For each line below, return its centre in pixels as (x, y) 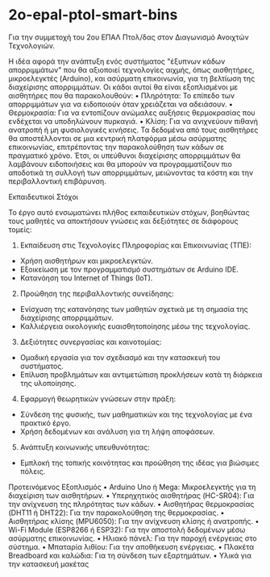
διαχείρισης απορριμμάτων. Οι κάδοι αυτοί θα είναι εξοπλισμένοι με (123, 87)
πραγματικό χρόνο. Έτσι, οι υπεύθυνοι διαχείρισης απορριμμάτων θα (125, 156)
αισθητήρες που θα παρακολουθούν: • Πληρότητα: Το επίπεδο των (122, 95)
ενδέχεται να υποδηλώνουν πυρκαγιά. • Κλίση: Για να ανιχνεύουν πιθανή (133, 121)
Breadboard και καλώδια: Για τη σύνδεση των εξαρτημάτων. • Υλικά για (130, 555)
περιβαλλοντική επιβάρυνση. (57, 181)
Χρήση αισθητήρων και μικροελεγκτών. (86, 260)
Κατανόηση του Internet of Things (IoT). (86, 278)
